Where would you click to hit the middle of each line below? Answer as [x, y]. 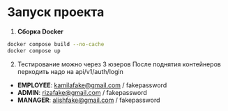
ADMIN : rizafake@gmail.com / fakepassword [82, 92]
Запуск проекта [56, 12]
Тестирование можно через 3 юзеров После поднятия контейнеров [119, 64]
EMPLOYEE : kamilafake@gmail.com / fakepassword [92, 85]
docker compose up [34, 51]
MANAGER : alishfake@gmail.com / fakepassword [89, 100]
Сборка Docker [40, 31]
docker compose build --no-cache [56, 44]
